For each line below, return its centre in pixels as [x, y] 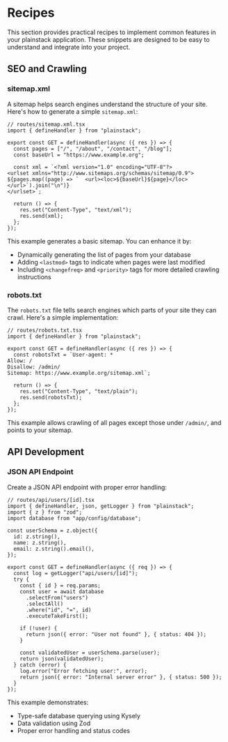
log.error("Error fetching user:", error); [84, 671]
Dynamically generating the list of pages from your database [104, 254]
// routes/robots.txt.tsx [44, 330]
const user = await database [62, 591]
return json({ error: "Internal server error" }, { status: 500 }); [121, 677]
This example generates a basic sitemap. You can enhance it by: [99, 241]
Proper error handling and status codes [74, 730]
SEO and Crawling [47, 69]
